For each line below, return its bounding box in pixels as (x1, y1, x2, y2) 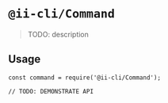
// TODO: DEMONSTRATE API (8, 87, 94, 95)
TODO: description (27, 29, 90, 39)
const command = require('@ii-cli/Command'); (8, 74, 161, 82)
